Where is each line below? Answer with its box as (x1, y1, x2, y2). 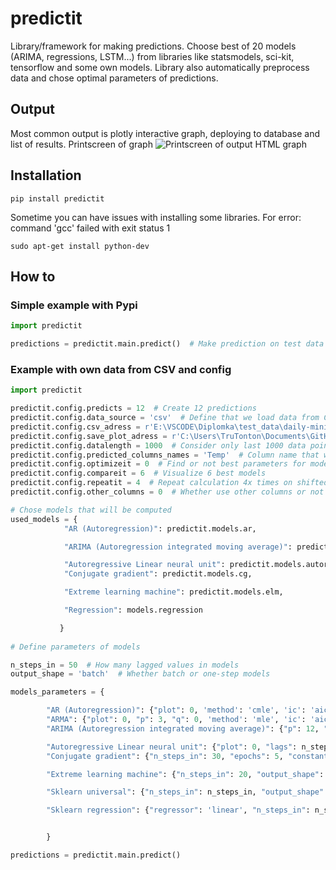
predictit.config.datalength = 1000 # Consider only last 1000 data (10, 440, 307, 451)
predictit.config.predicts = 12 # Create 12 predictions (10, 403, 257, 414)
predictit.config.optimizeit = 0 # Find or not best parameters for (10, 459, 307, 469)
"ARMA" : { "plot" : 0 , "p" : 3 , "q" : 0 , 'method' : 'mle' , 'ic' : (46, 715, 307, 725)
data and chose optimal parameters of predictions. (10, 72, 219, 84)
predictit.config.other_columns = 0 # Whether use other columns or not (10, 487, 325, 497)
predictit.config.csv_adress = (10, 422, 141, 432)
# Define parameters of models (10, 642, 141, 652)
